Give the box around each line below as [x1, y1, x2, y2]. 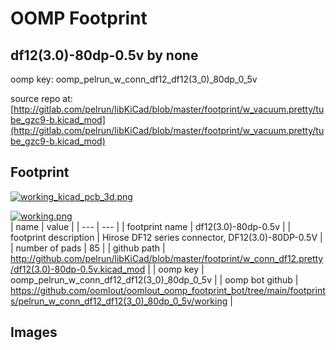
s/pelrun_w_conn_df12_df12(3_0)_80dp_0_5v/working [10, 295, 228, 307]
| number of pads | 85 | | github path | [10, 242, 166, 254]
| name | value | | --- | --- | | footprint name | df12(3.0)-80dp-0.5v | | [10, 220, 292, 232]
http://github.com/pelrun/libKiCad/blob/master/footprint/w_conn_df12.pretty [10, 252, 324, 264]
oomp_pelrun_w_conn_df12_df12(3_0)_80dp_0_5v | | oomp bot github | [10, 273, 299, 286]
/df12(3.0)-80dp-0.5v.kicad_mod [10, 263, 146, 275]
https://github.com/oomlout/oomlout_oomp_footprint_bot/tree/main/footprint [10, 284, 326, 296]
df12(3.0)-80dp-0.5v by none [10, 47, 199, 64]
